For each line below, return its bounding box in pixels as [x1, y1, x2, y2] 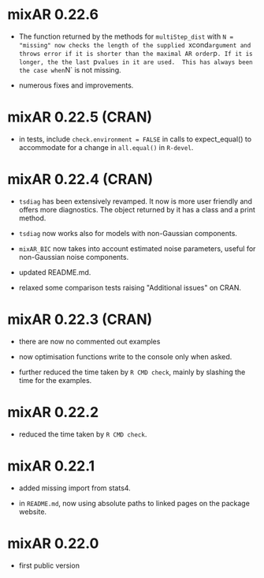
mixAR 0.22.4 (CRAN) [7, 171, 154, 189]
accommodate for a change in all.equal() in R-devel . [18, 142, 194, 152]
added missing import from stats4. [18, 483, 131, 493]
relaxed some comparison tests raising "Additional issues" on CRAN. [18, 283, 242, 292]
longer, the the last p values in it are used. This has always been [18, 57, 253, 66]
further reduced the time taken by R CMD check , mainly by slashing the [18, 367, 246, 377]
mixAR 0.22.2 [7, 403, 99, 421]
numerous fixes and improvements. [18, 81, 134, 90]
